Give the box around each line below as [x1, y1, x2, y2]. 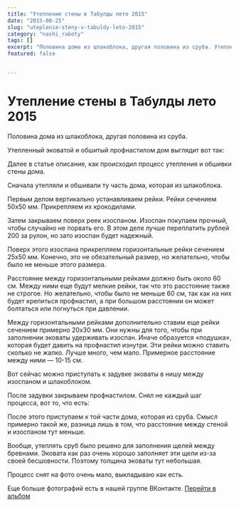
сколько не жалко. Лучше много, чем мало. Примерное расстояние [7, 348, 216, 357]
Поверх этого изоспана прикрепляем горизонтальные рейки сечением [7, 245, 225, 254]
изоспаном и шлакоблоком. [7, 377, 92, 385]
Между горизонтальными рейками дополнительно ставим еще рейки [7, 318, 220, 326]
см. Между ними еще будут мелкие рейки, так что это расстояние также [7, 281, 230, 290]
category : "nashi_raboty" [7, 30, 84, 38]
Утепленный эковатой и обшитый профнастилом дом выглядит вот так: [7, 145, 225, 154]
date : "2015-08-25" [7, 17, 65, 24]
